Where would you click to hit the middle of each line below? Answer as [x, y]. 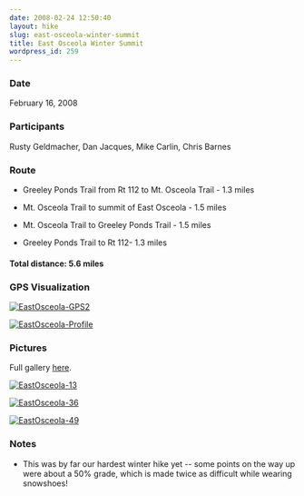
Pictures [29, 348]
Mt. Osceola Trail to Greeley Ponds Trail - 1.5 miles [117, 225]
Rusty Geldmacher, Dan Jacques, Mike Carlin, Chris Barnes [120, 146]
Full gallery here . [41, 368]
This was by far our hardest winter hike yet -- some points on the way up [159, 463]
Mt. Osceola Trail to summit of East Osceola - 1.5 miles [124, 208]
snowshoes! [45, 483]
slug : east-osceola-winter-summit [75, 35]
